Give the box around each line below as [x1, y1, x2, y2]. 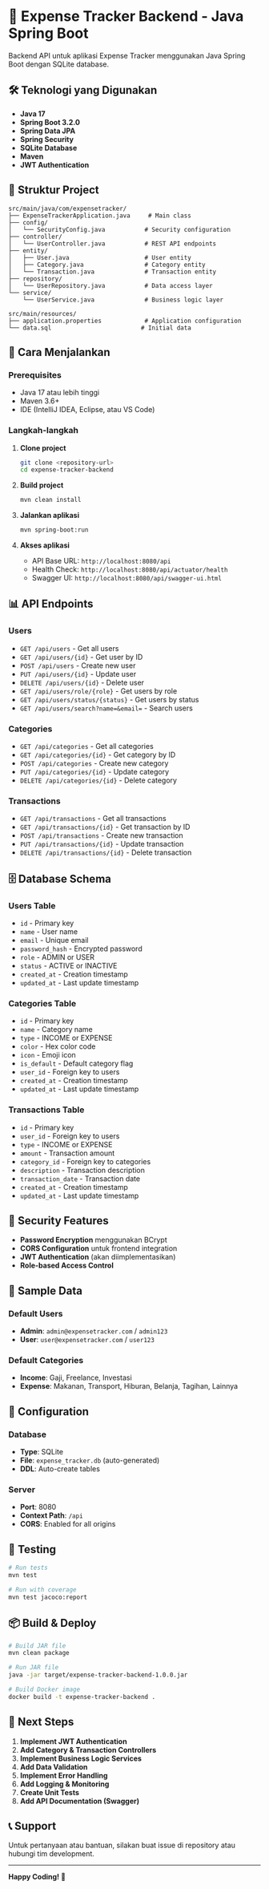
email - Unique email [19, 936, 90, 945]
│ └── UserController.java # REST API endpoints [8, 240, 217, 248]
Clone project [19, 443, 66, 452]
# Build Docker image [8, 1685, 81, 1694]
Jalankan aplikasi [19, 511, 80, 520]
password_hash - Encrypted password [19, 944, 143, 953]
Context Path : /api [19, 1511, 83, 1520]
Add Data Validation [19, 1762, 88, 1771]
